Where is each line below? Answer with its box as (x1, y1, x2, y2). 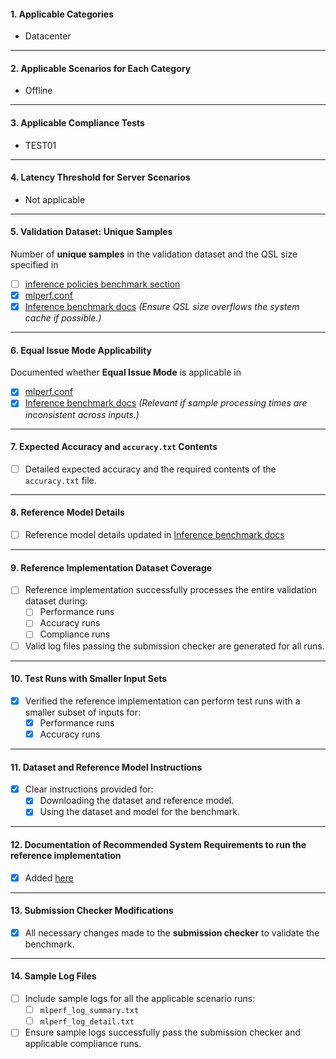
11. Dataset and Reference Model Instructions (10, 761, 203, 773)
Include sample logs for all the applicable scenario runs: (24, 993, 256, 1005)
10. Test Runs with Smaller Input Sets (10, 673, 168, 685)
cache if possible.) (24, 312, 102, 324)
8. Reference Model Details (10, 506, 125, 519)
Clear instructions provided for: (24, 783, 154, 795)
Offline (24, 85, 53, 97)
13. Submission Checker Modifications (10, 905, 174, 917)
